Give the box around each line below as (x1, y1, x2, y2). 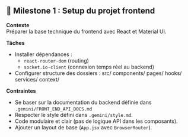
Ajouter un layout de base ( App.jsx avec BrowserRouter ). (14, 123, 152, 131)
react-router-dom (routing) (23, 57, 89, 64)
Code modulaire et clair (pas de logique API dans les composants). (14, 118, 178, 125)
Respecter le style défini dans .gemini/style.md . (14, 111, 133, 118)
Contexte (6, 21, 30, 28)
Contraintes (6, 87, 37, 94)
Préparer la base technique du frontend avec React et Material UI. (6, 28, 167, 35)
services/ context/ (14, 76, 60, 83)
